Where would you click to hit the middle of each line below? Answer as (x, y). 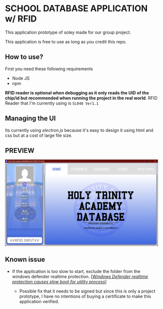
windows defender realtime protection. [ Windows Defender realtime (80, 276)
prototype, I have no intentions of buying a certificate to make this (85, 296)
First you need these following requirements (49, 69)
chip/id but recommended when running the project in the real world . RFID (81, 98)
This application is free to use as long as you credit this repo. (66, 41)
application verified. (39, 301)
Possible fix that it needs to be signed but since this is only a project (87, 291)
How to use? (24, 57)
